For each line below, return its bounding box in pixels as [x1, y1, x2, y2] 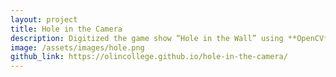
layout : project [10, 14, 78, 25]
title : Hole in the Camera [10, 24, 123, 34]
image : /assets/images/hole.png [10, 42, 145, 53]
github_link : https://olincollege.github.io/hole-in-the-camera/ [10, 52, 288, 62]
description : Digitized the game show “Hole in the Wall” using [10, 33, 284, 43]
